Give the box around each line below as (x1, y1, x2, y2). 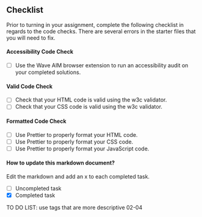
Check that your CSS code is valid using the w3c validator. (15, 103, 163, 111)
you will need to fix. (6, 34, 56, 42)
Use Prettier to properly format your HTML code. (15, 131, 138, 138)
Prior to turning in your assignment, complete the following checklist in (6, 21, 184, 28)
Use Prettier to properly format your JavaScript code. (15, 145, 150, 152)
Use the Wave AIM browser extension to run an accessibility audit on (15, 62, 189, 69)
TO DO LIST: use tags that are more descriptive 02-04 (6, 204, 143, 211)
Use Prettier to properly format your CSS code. (15, 138, 134, 145)
